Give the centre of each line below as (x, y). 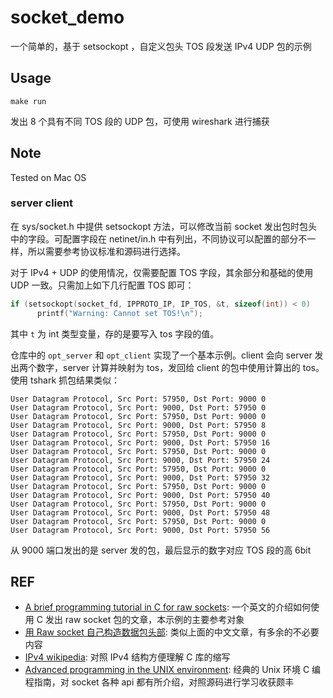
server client (42, 203)
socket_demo (67, 17)
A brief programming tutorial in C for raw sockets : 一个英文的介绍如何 (167, 607)
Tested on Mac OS (48, 177)
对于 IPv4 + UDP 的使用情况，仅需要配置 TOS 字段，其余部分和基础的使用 (162, 272)
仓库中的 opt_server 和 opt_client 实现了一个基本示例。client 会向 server (161, 355)
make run (28, 101)
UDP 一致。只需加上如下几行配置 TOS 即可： (102, 285)
